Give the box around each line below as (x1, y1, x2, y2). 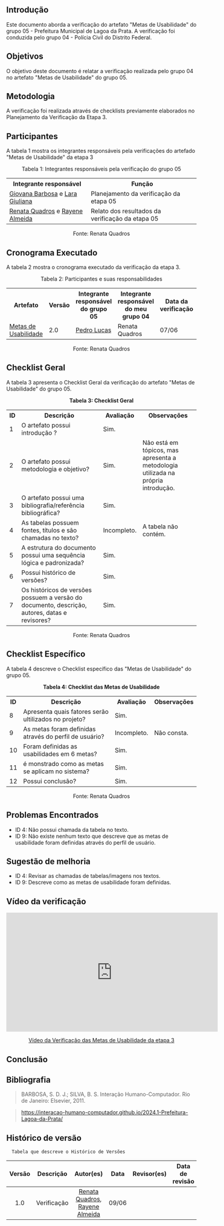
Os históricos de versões (21, 586, 92, 594)
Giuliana (9, 197, 33, 206)
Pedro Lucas (75, 326, 112, 334)
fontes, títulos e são (21, 526, 77, 534)
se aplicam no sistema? (23, 767, 89, 776)
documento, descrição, (21, 601, 88, 609)
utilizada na (142, 469, 175, 477)
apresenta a (142, 453, 176, 462)
